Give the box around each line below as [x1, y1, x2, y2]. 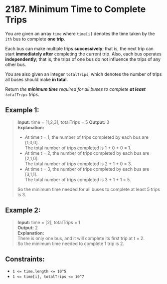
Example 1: [5, 106, 39, 114]
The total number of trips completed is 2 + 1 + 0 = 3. [24, 161, 132, 167]
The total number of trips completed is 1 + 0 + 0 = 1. [24, 145, 132, 151]
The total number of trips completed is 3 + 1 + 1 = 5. [24, 176, 131, 183]
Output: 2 [17, 225, 38, 231]
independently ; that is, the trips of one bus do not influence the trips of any [5, 56, 161, 62]
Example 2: [5, 206, 41, 215]
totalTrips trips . [5, 91, 39, 97]
